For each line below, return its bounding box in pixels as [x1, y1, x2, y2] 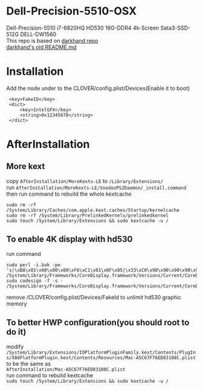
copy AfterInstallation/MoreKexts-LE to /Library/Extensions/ [6, 177, 164, 185]
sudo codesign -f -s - [6, 278, 63, 284]
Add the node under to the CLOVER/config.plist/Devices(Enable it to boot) [6, 85, 190, 92]
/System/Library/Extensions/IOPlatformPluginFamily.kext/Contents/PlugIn [6, 349, 196, 356]
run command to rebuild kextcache [6, 371, 94, 379]
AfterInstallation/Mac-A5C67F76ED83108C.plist [6, 366, 126, 372]
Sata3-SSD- [160, 24, 191, 31]
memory [6, 300, 27, 307]
